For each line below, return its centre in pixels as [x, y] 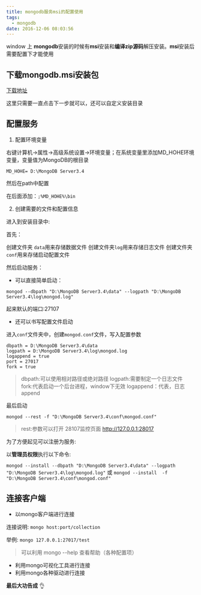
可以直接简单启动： [39, 280]
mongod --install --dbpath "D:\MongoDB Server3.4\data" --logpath [91, 466]
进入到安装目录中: [28, 221]
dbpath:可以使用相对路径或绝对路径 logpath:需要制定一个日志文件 [102, 378]
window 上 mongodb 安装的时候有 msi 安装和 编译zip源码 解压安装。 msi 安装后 [100, 46]
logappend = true [28, 356]
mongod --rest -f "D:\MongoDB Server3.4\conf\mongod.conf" [82, 417]
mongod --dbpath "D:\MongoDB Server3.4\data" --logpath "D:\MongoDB [94, 291]
